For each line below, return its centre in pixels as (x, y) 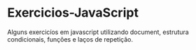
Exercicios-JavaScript (73, 13)
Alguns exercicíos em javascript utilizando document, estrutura (98, 32)
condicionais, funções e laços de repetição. (70, 39)
